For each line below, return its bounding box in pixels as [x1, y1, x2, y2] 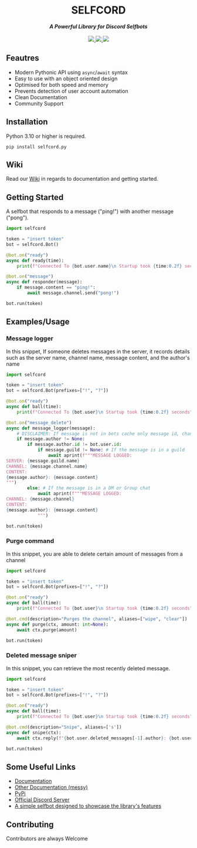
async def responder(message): [6, 279, 83, 285]
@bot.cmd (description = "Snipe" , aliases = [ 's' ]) [6, 724, 122, 730]
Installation [6, 117, 48, 127]
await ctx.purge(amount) [16, 627, 77, 633]
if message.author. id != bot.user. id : [27, 441, 122, 448]
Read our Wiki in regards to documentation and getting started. [6, 175, 158, 183]
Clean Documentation [14, 93, 67, 100]
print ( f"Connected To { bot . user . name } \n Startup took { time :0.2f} [16, 263, 182, 269]
